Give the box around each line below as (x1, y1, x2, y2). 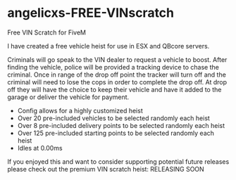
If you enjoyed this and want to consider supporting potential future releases (7, 157, 230, 166)
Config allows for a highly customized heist (17, 106, 143, 115)
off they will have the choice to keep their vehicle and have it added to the (7, 85, 222, 94)
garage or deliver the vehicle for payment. (7, 93, 130, 101)
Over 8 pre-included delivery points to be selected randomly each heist (17, 121, 225, 129)
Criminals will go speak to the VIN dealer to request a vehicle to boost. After (7, 55, 228, 64)
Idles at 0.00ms (17, 143, 63, 152)
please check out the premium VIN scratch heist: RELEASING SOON (7, 165, 204, 173)
